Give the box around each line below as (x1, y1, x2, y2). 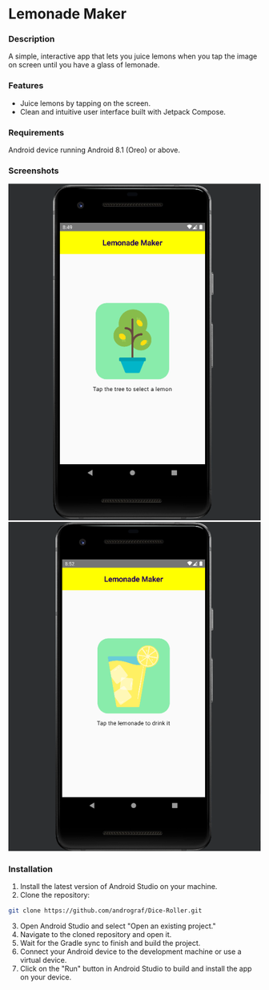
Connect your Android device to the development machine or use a (19, 947, 242, 956)
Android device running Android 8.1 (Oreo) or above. (8, 145, 180, 155)
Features (8, 80, 44, 91)
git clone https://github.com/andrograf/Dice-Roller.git (8, 907, 203, 915)
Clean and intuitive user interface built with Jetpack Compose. (19, 107, 227, 116)
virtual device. (19, 956, 67, 965)
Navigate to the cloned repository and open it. (19, 930, 172, 939)
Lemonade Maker (8, 5, 126, 23)
